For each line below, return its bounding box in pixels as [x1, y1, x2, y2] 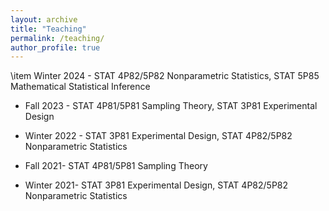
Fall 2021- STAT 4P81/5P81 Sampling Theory [24, 160, 208, 172]
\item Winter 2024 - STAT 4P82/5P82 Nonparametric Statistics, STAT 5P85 [10, 70, 320, 82]
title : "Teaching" [10, 24, 87, 34]
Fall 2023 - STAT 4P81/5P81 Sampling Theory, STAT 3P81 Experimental [24, 100, 318, 112]
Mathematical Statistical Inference [10, 81, 151, 93]
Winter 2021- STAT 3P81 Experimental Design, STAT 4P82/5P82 [24, 179, 289, 191]
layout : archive [10, 14, 78, 25]
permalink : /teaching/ [10, 33, 105, 43]
